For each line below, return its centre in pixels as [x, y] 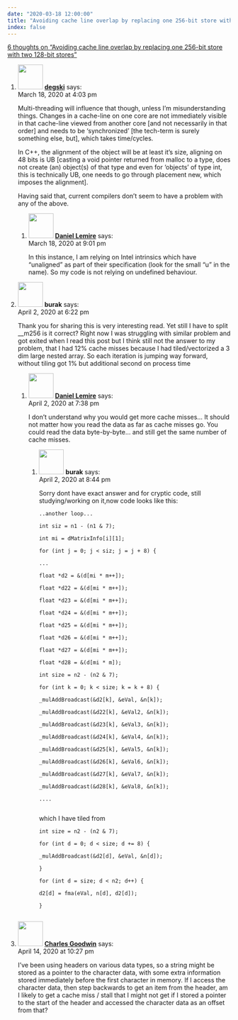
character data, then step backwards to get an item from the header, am [123, 988]
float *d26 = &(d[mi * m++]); [83, 638]
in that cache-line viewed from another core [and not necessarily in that [122, 123]
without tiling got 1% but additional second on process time [104, 364]
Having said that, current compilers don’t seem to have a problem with [120, 196]
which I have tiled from [72, 819]
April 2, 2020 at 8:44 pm [75, 480]
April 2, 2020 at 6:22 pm [53, 312]
